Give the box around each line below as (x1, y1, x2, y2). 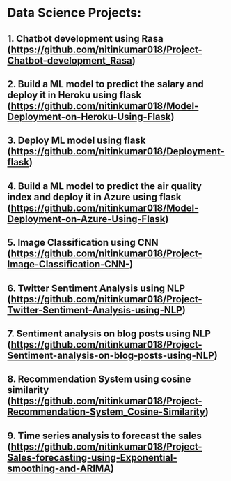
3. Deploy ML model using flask (7, 135, 146, 147)
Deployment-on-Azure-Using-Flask (7, 213, 166, 225)
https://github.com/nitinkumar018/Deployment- (10, 145, 225, 158)
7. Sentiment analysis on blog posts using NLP (7, 327, 211, 339)
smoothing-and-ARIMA (7, 462, 111, 474)
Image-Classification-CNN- (7, 258, 130, 270)
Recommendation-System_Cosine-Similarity (7, 406, 205, 418)
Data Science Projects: (7, 5, 141, 21)
